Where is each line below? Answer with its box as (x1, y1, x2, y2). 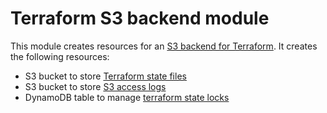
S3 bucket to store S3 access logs (24, 80, 167, 92)
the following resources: (10, 50, 110, 62)
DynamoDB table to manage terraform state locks (24, 91, 230, 103)
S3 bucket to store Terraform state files (24, 70, 187, 82)
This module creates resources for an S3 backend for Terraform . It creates (10, 40, 318, 52)
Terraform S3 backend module (10, 7, 270, 30)
